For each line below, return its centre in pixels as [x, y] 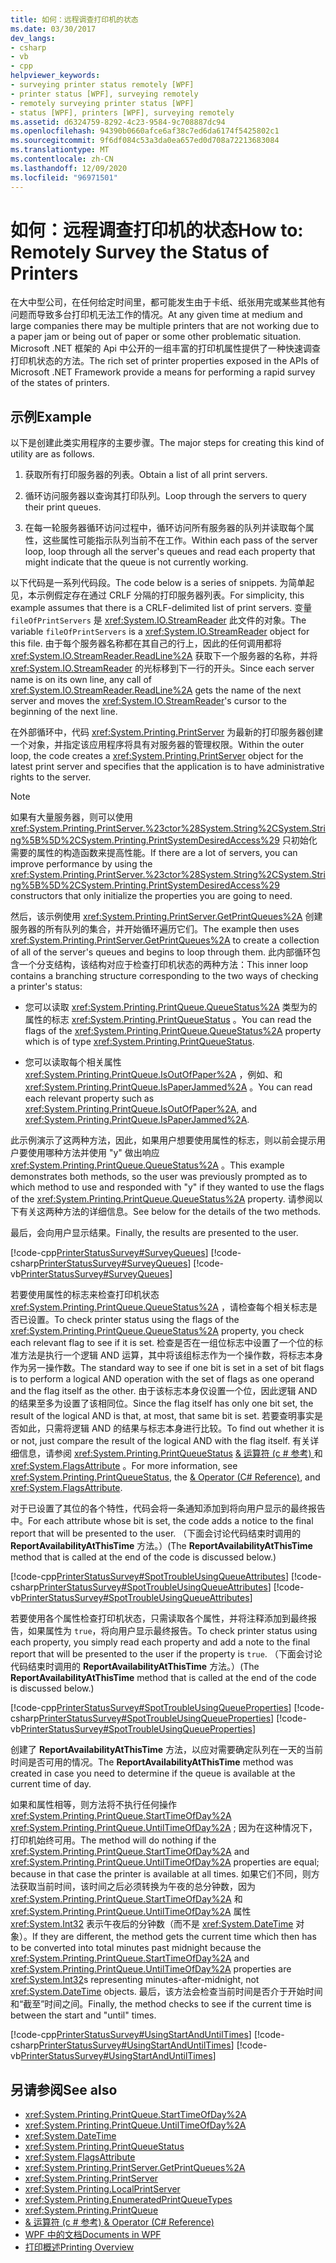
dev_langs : [33, 38]
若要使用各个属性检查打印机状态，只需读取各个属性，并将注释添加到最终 [159, 1618]
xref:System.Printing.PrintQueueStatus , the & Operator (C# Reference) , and [165, 1477]
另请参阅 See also [64, 2089]
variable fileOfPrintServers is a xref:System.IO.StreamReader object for [160, 632]
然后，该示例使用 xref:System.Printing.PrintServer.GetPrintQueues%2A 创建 [166, 917]
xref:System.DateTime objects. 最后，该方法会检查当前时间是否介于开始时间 [166, 1992]
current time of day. [51, 1784]
